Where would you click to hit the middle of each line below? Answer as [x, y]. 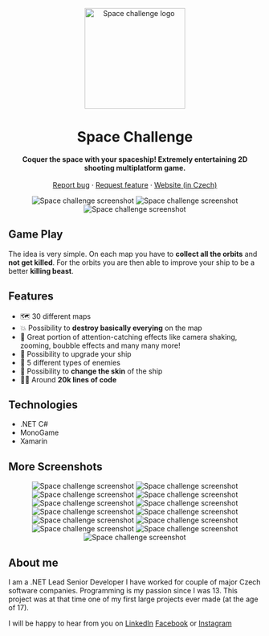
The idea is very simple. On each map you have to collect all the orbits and [133, 254]
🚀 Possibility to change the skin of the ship [91, 371]
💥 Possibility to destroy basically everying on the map [111, 328]
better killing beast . [41, 271]
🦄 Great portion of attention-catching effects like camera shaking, [128, 337]
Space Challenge [135, 137]
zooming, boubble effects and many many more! [100, 345]
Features [31, 297]
